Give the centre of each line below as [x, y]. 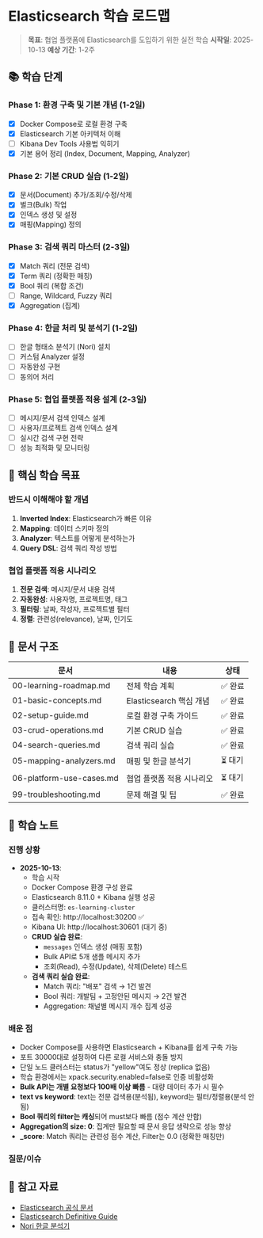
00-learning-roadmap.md [61, 685]
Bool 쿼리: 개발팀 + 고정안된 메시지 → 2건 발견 [115, 996]
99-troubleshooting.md [56, 794]
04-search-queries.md [56, 745]
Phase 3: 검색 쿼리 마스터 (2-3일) [69, 247]
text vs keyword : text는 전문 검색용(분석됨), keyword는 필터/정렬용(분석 [133, 1096]
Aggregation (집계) [50, 305]
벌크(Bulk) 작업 [43, 205]
